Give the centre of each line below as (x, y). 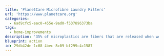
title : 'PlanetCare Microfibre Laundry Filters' (55, 9)
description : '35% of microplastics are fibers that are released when (79, 37)
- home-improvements (30, 32)
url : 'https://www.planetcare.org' (41, 14)
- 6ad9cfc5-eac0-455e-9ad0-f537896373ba (51, 23)
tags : (10, 28)
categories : (17, 19)
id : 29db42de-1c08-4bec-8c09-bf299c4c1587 (49, 46)
